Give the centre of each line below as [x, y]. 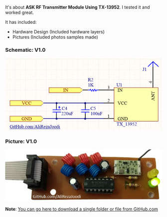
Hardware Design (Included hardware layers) [58, 32]
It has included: [21, 22]
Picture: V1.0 [21, 141]
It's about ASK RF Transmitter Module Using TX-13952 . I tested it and [78, 7]
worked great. [19, 12]
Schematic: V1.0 [25, 50]
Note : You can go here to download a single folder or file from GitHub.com [82, 209]
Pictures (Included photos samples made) [55, 37]
